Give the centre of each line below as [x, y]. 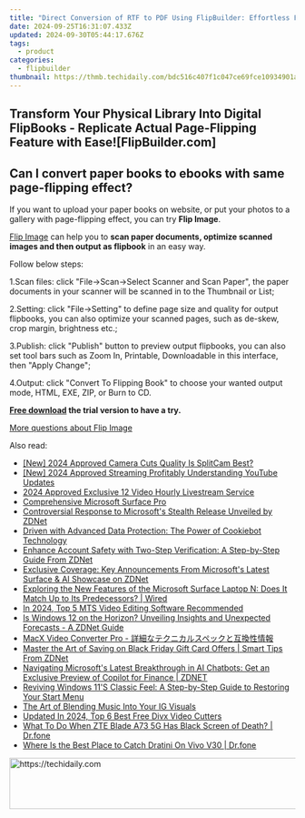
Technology [45, 540]
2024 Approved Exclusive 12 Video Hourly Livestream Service [138, 491]
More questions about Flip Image [71, 428]
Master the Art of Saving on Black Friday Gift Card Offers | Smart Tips [152, 648]
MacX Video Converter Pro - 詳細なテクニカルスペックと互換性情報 [148, 638]
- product [36, 52]
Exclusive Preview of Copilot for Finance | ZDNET [115, 677]
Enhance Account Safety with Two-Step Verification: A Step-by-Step [151, 550]
